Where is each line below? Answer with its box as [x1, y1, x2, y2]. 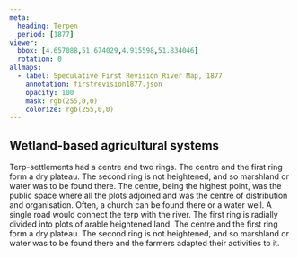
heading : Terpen [17, 21, 78, 30]
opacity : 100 [25, 88, 74, 97]
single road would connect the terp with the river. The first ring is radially [9, 210, 278, 220]
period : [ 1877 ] [17, 30, 74, 39]
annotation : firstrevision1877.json [25, 80, 163, 89]
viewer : [9, 38, 39, 47]
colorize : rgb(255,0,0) [25, 105, 115, 114]
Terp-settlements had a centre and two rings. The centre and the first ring [9, 162, 283, 173]
